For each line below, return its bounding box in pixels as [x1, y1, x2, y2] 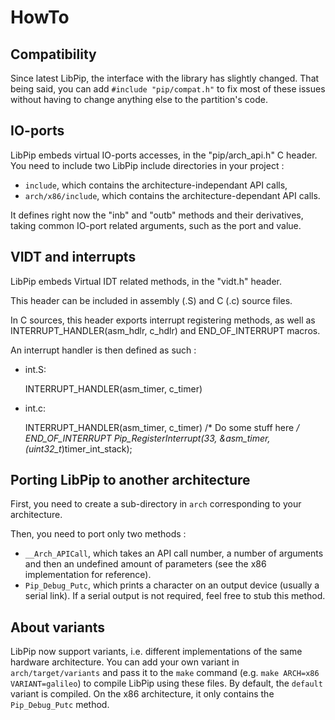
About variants [10, 619, 106, 636]
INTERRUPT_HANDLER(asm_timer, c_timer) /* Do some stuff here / [24, 421, 300, 433]
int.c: [24, 402, 47, 414]
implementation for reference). [24, 569, 152, 581]
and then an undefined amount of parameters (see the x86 [24, 558, 267, 570]
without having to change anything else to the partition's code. [10, 94, 268, 105]
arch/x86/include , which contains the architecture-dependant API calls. [24, 189, 321, 201]
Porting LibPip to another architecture [10, 472, 251, 489]
